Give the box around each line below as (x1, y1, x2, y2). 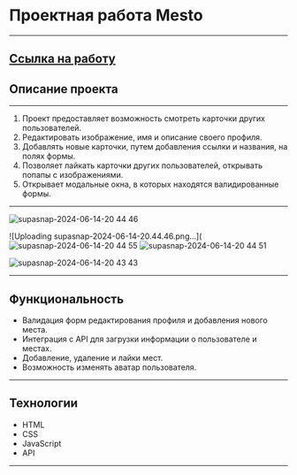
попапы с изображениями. (21, 170, 124, 180)
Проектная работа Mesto (9, 5, 203, 26)
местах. (21, 342, 52, 354)
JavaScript (21, 438, 62, 448)
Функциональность (9, 291, 125, 306)
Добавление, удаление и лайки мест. (21, 352, 164, 363)
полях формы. (21, 151, 76, 162)
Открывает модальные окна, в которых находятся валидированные (21, 179, 279, 190)
